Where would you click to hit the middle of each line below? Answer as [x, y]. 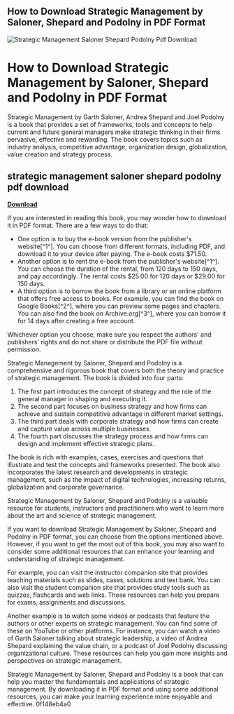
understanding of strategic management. [66, 559]
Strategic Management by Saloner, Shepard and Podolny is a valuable [108, 500]
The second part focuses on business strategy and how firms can [112, 406]
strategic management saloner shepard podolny [115, 176]
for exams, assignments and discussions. [67, 602]
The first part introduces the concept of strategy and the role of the [114, 391]
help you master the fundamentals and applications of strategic [98, 681]
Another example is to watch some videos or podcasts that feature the [109, 616]
